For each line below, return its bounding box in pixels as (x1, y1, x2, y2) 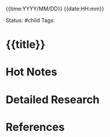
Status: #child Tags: (5, 17, 56, 23)
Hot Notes (5, 65, 57, 79)
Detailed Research (5, 93, 100, 106)
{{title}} (5, 38, 46, 52)
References (5, 120, 65, 134)
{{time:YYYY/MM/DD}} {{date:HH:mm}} (5, 5, 104, 12)
